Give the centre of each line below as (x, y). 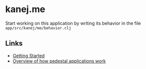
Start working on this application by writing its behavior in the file (73, 23)
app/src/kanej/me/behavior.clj (38, 28)
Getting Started (28, 55)
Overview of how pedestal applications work (59, 61)
